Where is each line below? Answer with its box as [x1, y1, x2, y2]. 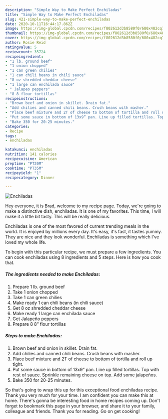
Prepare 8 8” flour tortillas [12, 321, 66, 327]
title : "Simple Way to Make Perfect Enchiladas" [5, 12, 108, 17]
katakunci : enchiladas [5, 147, 52, 152]
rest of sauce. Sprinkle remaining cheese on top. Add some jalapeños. [12, 372, 157, 378]
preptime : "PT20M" [5, 161, 43, 166]
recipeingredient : [5, 54, 43, 59]
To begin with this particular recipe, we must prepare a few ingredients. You [5, 249, 161, 255]
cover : [5, 36, 19, 41]
